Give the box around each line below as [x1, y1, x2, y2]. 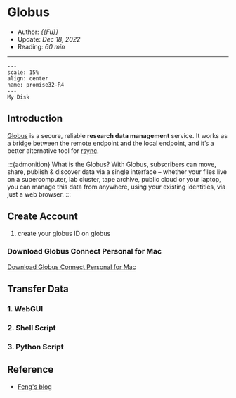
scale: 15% [7, 68, 39, 76]
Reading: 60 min [17, 42, 65, 51]
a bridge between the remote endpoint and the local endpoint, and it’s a [7, 139, 214, 147]
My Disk [7, 93, 30, 101]
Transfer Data [7, 283, 69, 295]
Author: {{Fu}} [17, 27, 59, 36]
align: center [7, 75, 49, 82]
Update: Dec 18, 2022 [17, 35, 81, 43]
